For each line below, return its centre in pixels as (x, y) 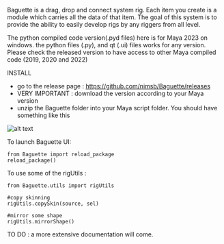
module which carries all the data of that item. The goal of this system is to (112, 17)
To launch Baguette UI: (39, 142)
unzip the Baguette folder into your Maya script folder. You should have (117, 108)
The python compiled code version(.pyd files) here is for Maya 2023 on (108, 38)
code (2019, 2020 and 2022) (47, 60)
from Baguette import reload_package (61, 154)
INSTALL (19, 73)
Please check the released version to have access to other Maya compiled (112, 52)
